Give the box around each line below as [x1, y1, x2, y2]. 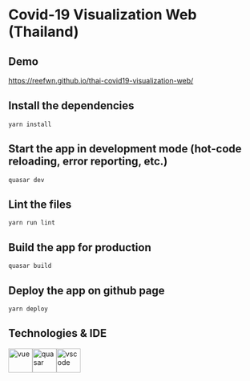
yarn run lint [8, 219, 56, 227]
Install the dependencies [8, 99, 135, 113]
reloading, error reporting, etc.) [8, 155, 168, 168]
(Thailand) [8, 22, 79, 41]
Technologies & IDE [8, 326, 107, 340]
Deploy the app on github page [8, 283, 166, 298]
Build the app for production [8, 241, 151, 254]
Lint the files [8, 198, 72, 212]
